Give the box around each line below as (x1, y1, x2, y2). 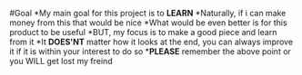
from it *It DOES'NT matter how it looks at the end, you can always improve (9, 36, 294, 47)
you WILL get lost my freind (9, 56, 113, 66)
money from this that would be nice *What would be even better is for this (9, 17, 288, 28)
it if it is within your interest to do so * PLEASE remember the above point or (9, 46, 291, 57)
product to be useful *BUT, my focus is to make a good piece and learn (9, 27, 277, 37)
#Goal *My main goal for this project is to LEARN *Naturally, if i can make (9, 8, 287, 18)
